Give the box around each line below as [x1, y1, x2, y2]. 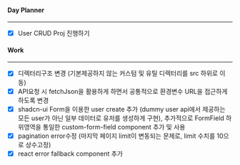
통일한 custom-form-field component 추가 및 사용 [42, 122, 186, 131]
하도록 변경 [17, 96, 49, 105]
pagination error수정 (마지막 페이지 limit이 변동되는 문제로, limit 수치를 [17, 132, 216, 140]
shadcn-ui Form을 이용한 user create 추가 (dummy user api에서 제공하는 [17, 105, 226, 113]
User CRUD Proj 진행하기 [17, 29, 90, 38]
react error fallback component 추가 [17, 149, 124, 158]
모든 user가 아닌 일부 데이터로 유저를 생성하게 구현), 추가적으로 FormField [17, 114, 225, 122]
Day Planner [7, 6, 45, 14]
